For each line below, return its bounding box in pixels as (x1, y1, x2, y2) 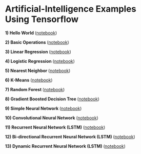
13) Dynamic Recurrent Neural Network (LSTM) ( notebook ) (5, 143, 126, 149)
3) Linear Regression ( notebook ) (5, 49, 72, 55)
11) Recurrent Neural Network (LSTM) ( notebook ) (5, 124, 105, 130)
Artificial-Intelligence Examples (5, 3, 137, 15)
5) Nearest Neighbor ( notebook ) (5, 67, 71, 74)
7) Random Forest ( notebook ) (5, 86, 65, 92)
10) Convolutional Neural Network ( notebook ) (5, 115, 99, 120)
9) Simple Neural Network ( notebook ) (5, 105, 82, 111)
